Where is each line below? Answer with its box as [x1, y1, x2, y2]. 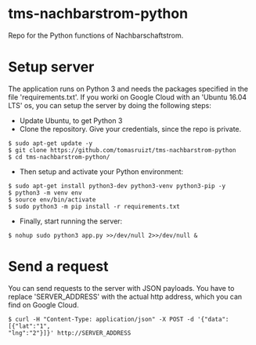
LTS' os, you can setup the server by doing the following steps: [8, 100, 211, 110]
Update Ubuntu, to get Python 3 [19, 115, 123, 125]
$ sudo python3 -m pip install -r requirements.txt [8, 202, 180, 210]
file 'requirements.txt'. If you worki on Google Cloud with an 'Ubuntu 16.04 [8, 92, 247, 102]
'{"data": [197, 315, 229, 323]
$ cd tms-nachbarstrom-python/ [8, 153, 110, 161]
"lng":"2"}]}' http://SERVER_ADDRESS [8, 329, 132, 337]
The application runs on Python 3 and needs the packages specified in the [8, 84, 249, 93]
